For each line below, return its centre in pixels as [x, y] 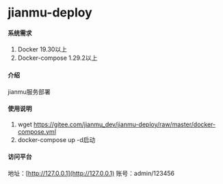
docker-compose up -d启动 [56, 139]
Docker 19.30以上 [42, 49]
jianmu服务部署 [29, 91]
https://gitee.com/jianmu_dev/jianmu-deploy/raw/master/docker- [125, 124]
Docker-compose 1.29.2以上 [57, 58]
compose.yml [37, 131]
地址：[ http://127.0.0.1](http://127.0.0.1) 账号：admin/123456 [91, 173]
